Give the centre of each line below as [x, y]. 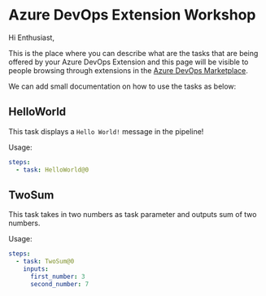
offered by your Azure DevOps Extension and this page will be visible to [129, 62]
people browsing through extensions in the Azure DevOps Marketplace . [128, 70]
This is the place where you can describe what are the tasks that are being [133, 53]
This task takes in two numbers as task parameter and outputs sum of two [133, 215]
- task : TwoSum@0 [45, 262]
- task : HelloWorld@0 [52, 170]
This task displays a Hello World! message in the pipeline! [106, 131]
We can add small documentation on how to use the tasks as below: [122, 86]
